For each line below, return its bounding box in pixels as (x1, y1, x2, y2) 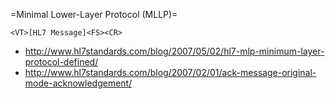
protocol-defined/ (24, 56, 99, 68)
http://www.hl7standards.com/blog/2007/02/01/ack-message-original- (24, 67, 317, 78)
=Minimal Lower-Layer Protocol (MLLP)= (10, 9, 178, 20)
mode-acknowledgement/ (24, 77, 133, 89)
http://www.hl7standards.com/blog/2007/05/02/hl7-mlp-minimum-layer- (24, 45, 325, 57)
